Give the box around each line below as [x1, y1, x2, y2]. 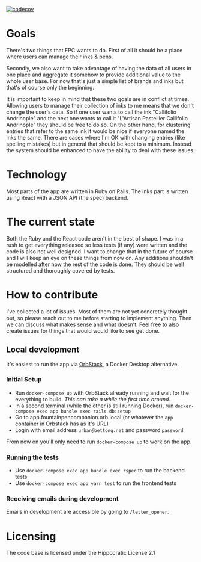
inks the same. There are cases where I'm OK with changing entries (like [6, 134, 185, 141]
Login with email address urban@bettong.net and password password [14, 426, 184, 433]
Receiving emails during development [6, 495, 119, 503]
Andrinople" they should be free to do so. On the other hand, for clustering [6, 121, 191, 128]
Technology [6, 168, 67, 182]
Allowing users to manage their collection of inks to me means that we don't [6, 102, 194, 109]
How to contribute [6, 288, 98, 301]
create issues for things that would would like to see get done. [6, 327, 160, 334]
